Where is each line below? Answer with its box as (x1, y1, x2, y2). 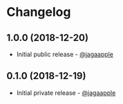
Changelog (6, 4, 71, 20)
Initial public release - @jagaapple (16, 50, 113, 58)
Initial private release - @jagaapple (16, 88, 116, 97)
